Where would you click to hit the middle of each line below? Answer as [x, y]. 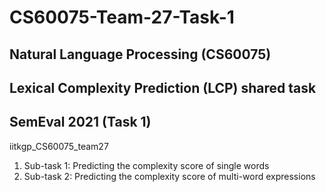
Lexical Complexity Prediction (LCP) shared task [163, 87]
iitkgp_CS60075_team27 [59, 146]
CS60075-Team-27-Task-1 [122, 17]
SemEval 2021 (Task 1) [80, 122]
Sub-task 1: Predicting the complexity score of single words [146, 165]
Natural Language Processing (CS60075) [140, 54]
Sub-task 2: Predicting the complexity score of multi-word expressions [169, 176]
